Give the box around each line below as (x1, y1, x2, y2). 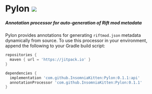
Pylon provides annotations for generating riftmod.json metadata (5, 32, 141, 38)
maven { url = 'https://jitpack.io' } (10, 57, 91, 62)
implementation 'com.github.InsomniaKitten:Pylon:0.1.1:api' (10, 75, 140, 80)
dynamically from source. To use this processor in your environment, (5, 38, 147, 44)
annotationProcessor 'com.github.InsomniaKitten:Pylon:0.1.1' (10, 80, 142, 85)
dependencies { (5, 71, 37, 76)
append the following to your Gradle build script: (5, 43, 105, 49)
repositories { (5, 53, 37, 58)
